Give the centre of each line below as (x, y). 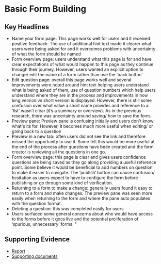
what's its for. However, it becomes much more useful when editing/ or (82, 126)
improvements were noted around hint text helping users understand (80, 85)
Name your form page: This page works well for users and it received (81, 38)
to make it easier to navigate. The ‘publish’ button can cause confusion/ (83, 173)
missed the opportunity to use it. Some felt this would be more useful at (83, 141)
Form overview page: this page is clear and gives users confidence (79, 157)
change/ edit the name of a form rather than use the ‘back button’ (77, 74)
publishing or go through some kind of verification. (62, 183)
